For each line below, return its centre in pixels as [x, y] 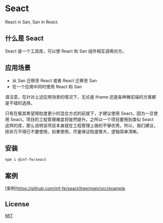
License [17, 204]
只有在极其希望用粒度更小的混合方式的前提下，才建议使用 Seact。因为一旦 [79, 113]
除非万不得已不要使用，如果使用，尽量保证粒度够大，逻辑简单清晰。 [73, 131]
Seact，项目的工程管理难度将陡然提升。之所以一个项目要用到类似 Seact [82, 119]
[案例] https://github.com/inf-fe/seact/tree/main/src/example [65, 189]
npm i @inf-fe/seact [26, 160]
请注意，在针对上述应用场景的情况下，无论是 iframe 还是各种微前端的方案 [79, 97]
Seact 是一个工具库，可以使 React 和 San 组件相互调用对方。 [66, 51]
